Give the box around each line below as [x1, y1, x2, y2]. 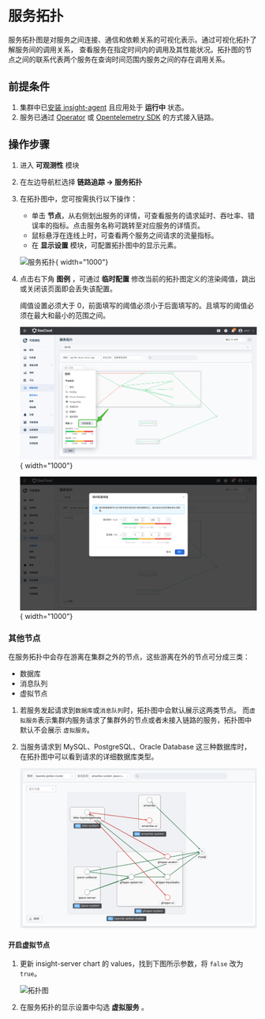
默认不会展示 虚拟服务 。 [19, 725, 95, 735]
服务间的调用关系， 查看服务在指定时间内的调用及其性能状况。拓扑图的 [14, 44, 245, 54]
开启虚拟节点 [8, 940, 50, 949]
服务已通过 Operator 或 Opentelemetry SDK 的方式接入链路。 [19, 112, 218, 122]
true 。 [19, 969, 42, 979]
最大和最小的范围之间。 [33, 310, 110, 320]
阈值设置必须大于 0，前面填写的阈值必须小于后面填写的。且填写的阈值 [19, 300, 248, 310]
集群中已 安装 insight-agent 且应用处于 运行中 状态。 [19, 102, 189, 111]
